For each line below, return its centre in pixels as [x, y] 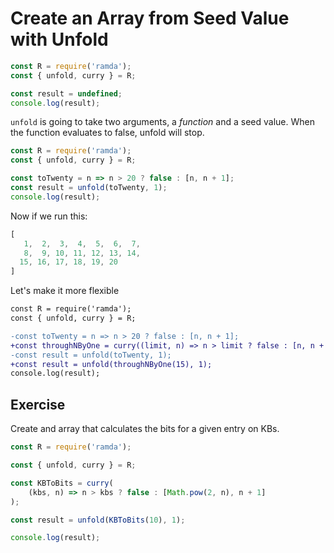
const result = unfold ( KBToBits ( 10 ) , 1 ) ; [98, 520]
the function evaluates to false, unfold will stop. [107, 133]
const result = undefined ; [66, 93]
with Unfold [59, 39]
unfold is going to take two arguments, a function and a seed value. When [162, 122]
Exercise [38, 404]
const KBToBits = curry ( [62, 483]
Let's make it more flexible [65, 291]
